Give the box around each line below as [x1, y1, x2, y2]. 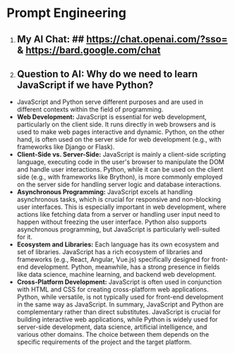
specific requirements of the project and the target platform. [16, 337, 192, 347]
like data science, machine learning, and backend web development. [16, 270, 217, 279]
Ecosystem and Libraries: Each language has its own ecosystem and [16, 240, 219, 249]
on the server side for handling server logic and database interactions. [16, 180, 222, 189]
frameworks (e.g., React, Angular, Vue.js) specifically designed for [16, 256, 210, 264]
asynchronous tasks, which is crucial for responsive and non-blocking [16, 196, 222, 204]
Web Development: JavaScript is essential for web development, [16, 113, 207, 121]
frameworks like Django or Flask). [16, 143, 115, 151]
